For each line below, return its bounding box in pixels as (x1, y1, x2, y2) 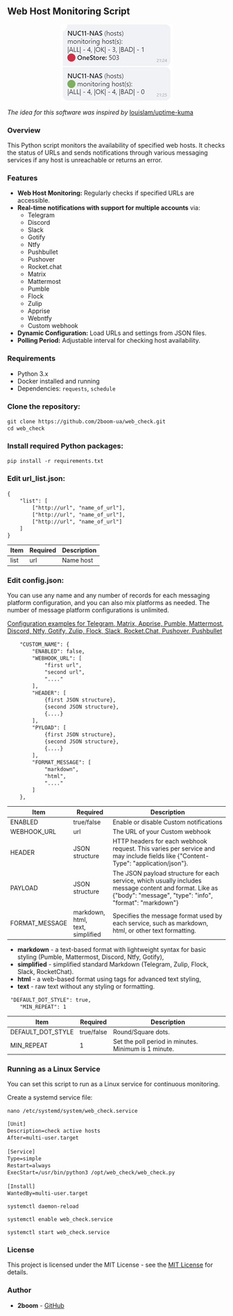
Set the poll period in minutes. (113, 1037, 198, 1046)
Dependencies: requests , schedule (17, 384, 116, 393)
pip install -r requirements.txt (7, 458, 104, 465)
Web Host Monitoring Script (7, 6, 130, 17)
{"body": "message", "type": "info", (112, 891, 214, 899)
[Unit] (7, 1120, 26, 1128)
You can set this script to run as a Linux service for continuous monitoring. (7, 1080, 220, 1088)
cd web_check (7, 425, 45, 432)
